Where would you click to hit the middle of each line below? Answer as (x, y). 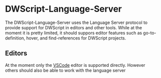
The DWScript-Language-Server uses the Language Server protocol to (76, 22)
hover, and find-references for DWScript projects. (76, 38)
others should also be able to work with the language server (65, 70)
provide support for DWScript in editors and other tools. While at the (74, 27)
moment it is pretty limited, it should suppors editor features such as (74, 33)
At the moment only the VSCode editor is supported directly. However (75, 65)
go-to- (150, 33)
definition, (15, 38)
